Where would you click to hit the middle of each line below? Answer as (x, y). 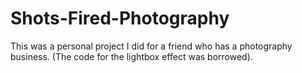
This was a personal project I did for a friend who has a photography (151, 46)
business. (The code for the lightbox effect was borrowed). (131, 56)
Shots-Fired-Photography (120, 18)
